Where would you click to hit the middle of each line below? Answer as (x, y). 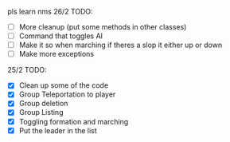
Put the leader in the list (58, 130)
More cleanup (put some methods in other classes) (103, 27)
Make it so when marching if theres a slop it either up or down (121, 45)
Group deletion (43, 104)
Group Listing (41, 112)
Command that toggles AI (61, 36)
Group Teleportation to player (67, 94)
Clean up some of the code (64, 85)
